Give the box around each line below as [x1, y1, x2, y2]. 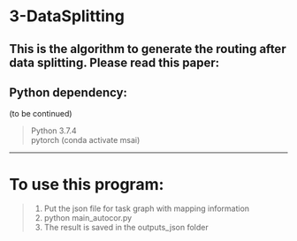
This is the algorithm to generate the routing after [9, 41, 286, 56]
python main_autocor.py [43, 213, 133, 223]
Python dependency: [9, 85, 128, 100]
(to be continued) [9, 109, 72, 119]
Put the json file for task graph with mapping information [43, 203, 250, 214]
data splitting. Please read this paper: [9, 55, 220, 70]
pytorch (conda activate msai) [30, 135, 141, 146]
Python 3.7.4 [30, 125, 77, 136]
